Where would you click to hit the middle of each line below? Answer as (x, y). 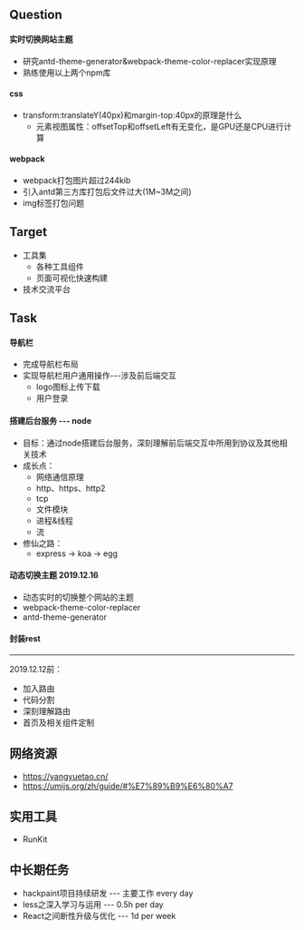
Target (28, 232)
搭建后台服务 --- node (51, 421)
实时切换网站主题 (41, 39)
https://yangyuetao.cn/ (65, 776)
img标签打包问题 (53, 203)
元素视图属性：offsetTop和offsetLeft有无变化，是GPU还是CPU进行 (160, 126)
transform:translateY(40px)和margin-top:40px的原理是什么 (132, 115)
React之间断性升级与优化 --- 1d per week (99, 916)
